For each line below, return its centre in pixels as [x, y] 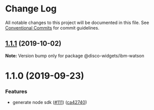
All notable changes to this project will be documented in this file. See [77, 22]
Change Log [31, 9]
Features [16, 91]
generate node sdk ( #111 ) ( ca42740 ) [50, 102]
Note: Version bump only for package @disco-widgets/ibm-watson [75, 55]
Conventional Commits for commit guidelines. [52, 27]
